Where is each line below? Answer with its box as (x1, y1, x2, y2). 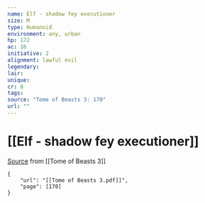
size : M (7, 17, 31, 24)
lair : (7, 70, 23, 77)
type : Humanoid (7, 23, 52, 31)
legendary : (7, 63, 40, 70)
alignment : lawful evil (7, 57, 78, 64)
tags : (7, 89, 23, 97)
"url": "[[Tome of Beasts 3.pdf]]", (20, 177, 129, 184)
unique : (7, 76, 31, 84)
